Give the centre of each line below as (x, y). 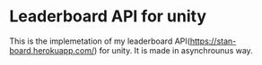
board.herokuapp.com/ (52, 50)
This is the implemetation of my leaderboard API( (100, 41)
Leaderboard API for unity (108, 16)
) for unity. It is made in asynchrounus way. (173, 50)
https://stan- (213, 41)
